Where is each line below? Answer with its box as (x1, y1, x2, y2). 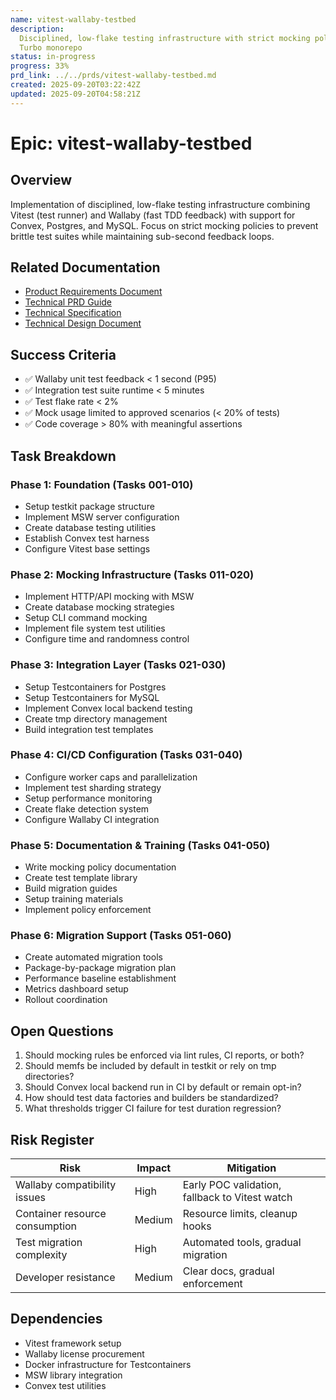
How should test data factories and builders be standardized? (24, 1092, 279, 1104)
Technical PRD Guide (24, 296, 113, 308)
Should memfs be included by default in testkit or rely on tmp (24, 1060, 277, 1072)
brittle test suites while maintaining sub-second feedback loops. (10, 230, 275, 242)
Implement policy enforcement (24, 904, 152, 916)
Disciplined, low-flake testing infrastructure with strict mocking (19, 33, 311, 43)
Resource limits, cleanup (182, 1207, 298, 1221)
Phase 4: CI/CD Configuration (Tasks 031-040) (10, 748, 243, 762)
